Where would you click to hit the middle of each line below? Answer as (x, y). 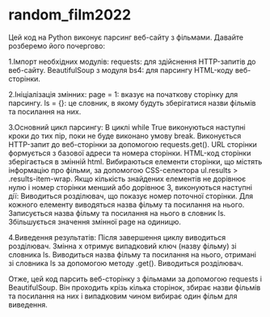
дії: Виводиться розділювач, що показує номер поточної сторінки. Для (131, 196)
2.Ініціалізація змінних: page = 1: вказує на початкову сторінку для (123, 94)
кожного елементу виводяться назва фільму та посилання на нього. (127, 205)
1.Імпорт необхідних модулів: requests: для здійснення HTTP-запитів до (132, 61)
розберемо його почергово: (57, 45)
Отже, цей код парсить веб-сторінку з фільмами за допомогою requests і (135, 279)
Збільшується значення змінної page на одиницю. (95, 222)
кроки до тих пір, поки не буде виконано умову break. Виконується (125, 136)
